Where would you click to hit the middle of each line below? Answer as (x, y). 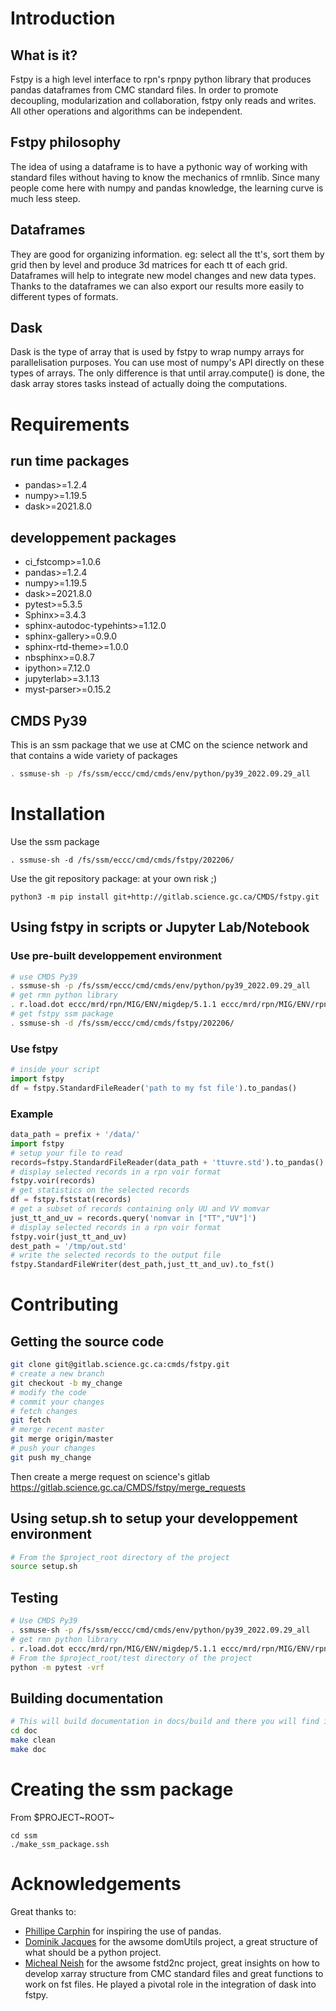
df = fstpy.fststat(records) (71, 1200)
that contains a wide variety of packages (94, 756)
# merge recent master (57, 1430)
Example (32, 1114)
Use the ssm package (55, 841)
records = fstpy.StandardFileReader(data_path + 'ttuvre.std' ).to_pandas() (167, 1162)
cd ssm (24, 1835)
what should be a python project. (93, 1952)
